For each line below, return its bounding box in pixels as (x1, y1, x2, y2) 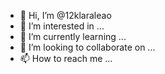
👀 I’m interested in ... (19, 20, 105, 32)
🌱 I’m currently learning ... (19, 31, 127, 42)
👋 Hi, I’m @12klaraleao (19, 10, 112, 21)
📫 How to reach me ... (19, 53, 113, 64)
